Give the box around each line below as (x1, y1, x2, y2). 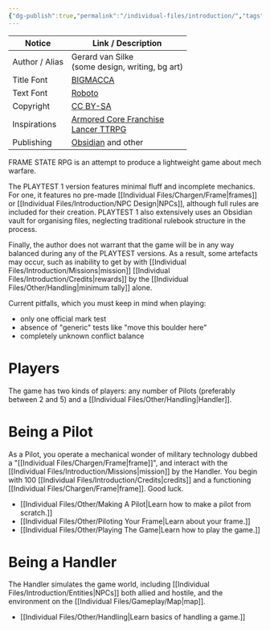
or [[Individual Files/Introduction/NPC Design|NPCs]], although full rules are (8, 198, 260, 208)
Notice (25, 37, 51, 48)
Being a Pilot (8, 422, 94, 441)
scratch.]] (19, 508, 53, 517)
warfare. (8, 166, 36, 176)
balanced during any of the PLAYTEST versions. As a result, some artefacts (8, 248, 259, 258)
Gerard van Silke (71, 51, 134, 62)
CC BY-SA (71, 100, 112, 111)
